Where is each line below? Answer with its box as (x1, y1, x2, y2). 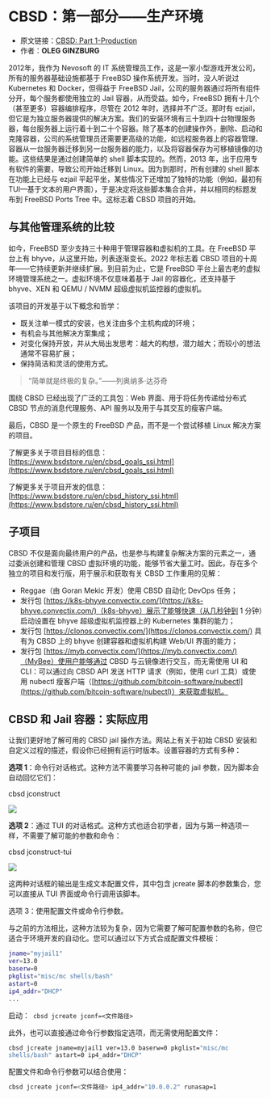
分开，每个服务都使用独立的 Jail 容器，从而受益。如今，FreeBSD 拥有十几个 (8, 93, 260, 103)
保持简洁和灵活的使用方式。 (19, 358, 113, 368)
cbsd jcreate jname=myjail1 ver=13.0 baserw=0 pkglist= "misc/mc (8, 1044, 229, 1052)
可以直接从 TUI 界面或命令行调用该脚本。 (8, 889, 145, 898)
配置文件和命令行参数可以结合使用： (8, 1067, 129, 1076)
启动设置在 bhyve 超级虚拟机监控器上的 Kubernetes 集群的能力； (19, 615, 236, 625)
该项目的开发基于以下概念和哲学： (8, 301, 122, 311)
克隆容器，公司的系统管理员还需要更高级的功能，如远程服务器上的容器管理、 (8, 133, 263, 143)
